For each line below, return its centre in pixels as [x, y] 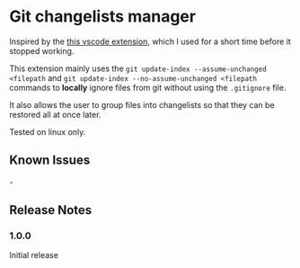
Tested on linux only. [48, 131]
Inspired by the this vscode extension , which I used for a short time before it [150, 41]
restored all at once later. [55, 114]
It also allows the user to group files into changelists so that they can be [142, 104]
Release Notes [51, 210]
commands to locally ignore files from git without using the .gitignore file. [148, 87]
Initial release [34, 255]
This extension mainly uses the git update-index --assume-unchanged [138, 68]
